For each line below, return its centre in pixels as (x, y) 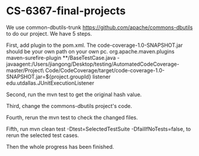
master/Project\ (25, 70)
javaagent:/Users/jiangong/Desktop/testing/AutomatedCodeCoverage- (93, 64)
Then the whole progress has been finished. (60, 147)
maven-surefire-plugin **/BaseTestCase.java (61, 58)
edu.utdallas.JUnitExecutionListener (50, 83)
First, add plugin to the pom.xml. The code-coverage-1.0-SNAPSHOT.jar (94, 45)
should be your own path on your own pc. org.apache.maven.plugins (90, 51)
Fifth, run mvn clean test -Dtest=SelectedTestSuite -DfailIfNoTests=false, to (99, 129)
